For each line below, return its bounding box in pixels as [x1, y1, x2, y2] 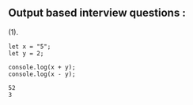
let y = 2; [8, 49, 44, 58]
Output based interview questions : [8, 6, 186, 20]
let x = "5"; [8, 43, 51, 51]
